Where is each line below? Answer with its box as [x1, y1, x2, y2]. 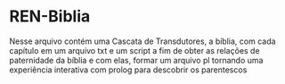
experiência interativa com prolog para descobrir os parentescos [9, 64, 248, 75]
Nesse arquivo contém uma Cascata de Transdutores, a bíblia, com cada [9, 36, 276, 46]
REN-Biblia [9, 6, 91, 27]
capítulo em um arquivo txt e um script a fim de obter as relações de [9, 45, 260, 55]
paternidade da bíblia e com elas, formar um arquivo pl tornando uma [9, 55, 264, 65]
